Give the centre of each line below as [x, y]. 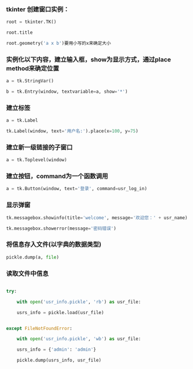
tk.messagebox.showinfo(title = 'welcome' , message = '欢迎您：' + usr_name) [97, 218]
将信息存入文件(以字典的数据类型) [54, 244]
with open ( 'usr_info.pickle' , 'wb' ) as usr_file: [79, 339]
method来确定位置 [33, 68]
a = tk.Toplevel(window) [37, 160]
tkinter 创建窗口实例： [38, 9]
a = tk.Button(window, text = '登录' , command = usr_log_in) [77, 189]
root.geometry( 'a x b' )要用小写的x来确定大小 [58, 43]
